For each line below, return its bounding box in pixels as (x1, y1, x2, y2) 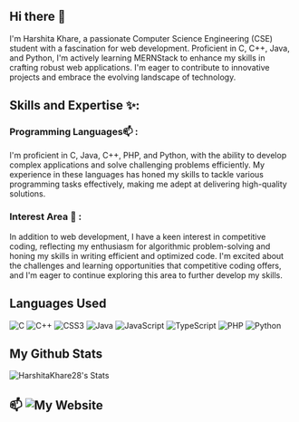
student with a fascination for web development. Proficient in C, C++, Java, (9, 43, 290, 53)
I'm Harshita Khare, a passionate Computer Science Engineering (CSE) (9, 33, 274, 43)
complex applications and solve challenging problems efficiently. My (9, 159, 265, 170)
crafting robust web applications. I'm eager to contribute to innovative (9, 62, 270, 72)
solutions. (9, 187, 46, 199)
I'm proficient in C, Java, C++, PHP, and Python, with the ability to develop (9, 149, 287, 160)
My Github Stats (9, 346, 102, 361)
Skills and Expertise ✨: (9, 98, 140, 113)
